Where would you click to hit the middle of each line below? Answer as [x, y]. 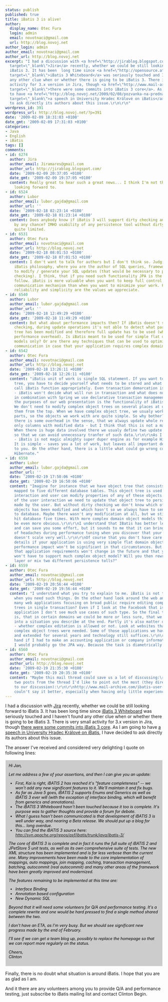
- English [15, 136]
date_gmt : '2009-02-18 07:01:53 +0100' [51, 257]
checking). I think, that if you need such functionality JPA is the [88, 276]
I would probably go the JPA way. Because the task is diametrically [88, 645]
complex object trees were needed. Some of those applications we [85, 631]
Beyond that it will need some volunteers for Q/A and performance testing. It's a [83, 907]
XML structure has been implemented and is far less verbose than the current [81, 853]
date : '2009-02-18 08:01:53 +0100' [47, 253]
